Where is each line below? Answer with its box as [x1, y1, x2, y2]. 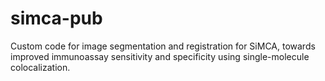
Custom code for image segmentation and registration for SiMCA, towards [10, 40, 316, 52]
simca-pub [10, 7, 103, 30]
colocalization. [10, 61, 71, 73]
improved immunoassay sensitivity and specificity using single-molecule [10, 50, 310, 62]
